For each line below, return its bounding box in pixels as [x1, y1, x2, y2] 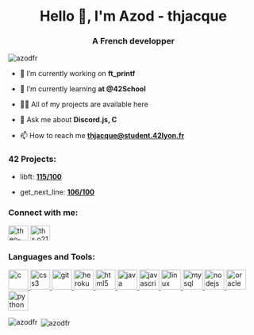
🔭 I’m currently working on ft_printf [19, 69, 136, 79]
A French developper [92, 36, 175, 47]
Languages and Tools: [8, 252, 95, 262]
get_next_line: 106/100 [19, 187, 95, 197]
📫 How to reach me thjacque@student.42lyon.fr [19, 131, 185, 141]
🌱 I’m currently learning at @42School [19, 84, 146, 94]
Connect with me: [8, 206, 79, 218]
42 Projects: [8, 154, 57, 165]
